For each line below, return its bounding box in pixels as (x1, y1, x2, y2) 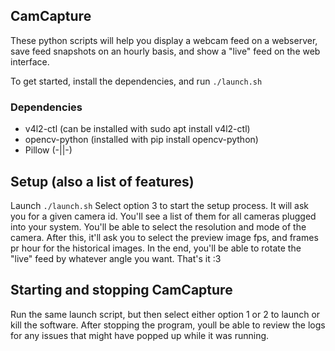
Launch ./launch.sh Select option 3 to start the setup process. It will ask (10, 199, 310, 211)
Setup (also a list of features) (10, 173, 195, 190)
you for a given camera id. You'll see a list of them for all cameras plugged (10, 210, 317, 222)
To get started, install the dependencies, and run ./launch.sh (10, 75, 263, 87)
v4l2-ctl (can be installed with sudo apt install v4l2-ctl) (24, 123, 251, 135)
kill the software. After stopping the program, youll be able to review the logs (10, 319, 326, 331)
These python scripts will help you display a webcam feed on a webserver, (10, 34, 318, 46)
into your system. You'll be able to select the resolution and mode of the (10, 220, 307, 233)
